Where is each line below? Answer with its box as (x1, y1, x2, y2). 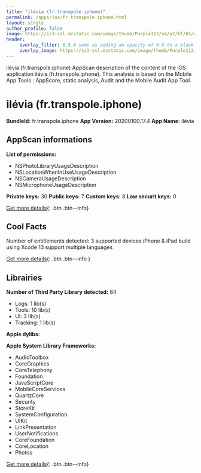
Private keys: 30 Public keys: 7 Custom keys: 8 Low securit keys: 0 (6, 192, 176, 200)
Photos (14, 449, 33, 456)
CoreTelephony (14, 367, 53, 374)
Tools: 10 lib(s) (14, 306, 51, 314)
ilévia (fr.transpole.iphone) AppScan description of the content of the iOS (6, 64, 187, 71)
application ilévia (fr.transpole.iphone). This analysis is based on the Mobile (6, 70, 192, 78)
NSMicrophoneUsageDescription (14, 181, 97, 188)
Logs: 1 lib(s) (14, 300, 47, 308)
